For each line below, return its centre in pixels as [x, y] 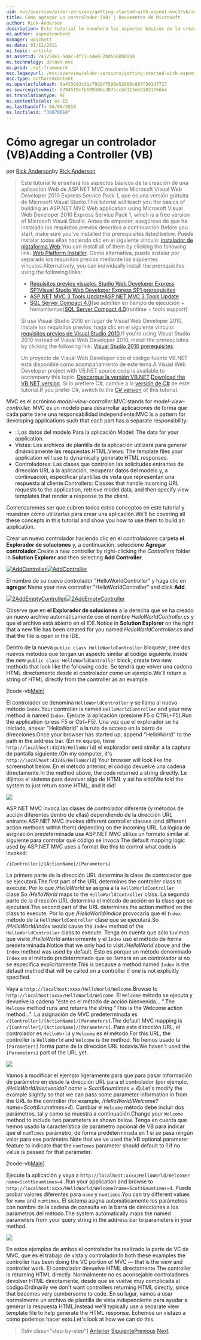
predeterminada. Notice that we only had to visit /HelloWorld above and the [98, 945]
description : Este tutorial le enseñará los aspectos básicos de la [93, 29]
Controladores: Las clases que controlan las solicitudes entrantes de [99, 464]
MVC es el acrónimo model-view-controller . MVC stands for [79, 401]
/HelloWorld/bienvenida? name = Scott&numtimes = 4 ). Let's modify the [94, 1088]
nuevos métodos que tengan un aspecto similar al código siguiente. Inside [97, 654]
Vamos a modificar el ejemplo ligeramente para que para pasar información [99, 1075]
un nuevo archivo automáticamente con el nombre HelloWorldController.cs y [100, 617]
